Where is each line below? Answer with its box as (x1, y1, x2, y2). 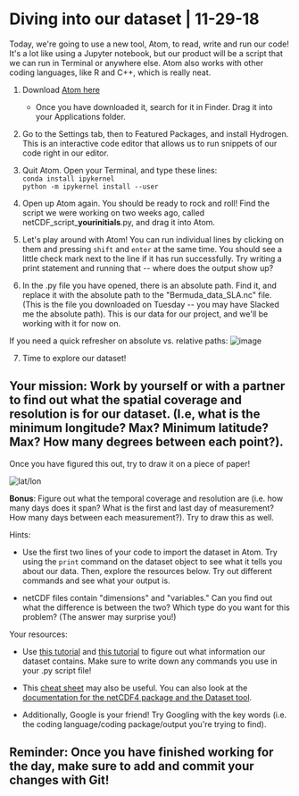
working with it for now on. (21, 318, 121, 328)
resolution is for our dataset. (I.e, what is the (9, 407, 261, 422)
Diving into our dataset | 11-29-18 (9, 9, 261, 30)
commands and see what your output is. (21, 575, 171, 586)
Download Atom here (21, 84, 101, 95)
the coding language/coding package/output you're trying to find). (21, 718, 267, 729)
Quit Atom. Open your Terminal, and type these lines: (21, 165, 218, 175)
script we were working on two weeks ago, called (21, 207, 205, 218)
